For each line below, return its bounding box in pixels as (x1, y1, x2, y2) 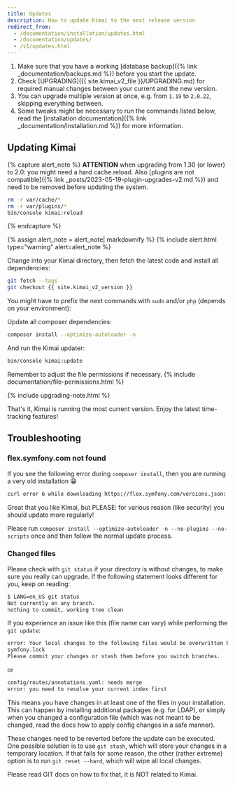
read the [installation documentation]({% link (17, 114, 147, 123)
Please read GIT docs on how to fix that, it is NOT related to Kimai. (7, 770, 198, 778)
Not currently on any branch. (7, 599, 96, 606)
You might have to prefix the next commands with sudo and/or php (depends (7, 297, 226, 305)
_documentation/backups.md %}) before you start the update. (17, 69, 197, 78)
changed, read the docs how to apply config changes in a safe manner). (7, 721, 215, 729)
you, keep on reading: (7, 579, 71, 588)
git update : (7, 626, 41, 634)
